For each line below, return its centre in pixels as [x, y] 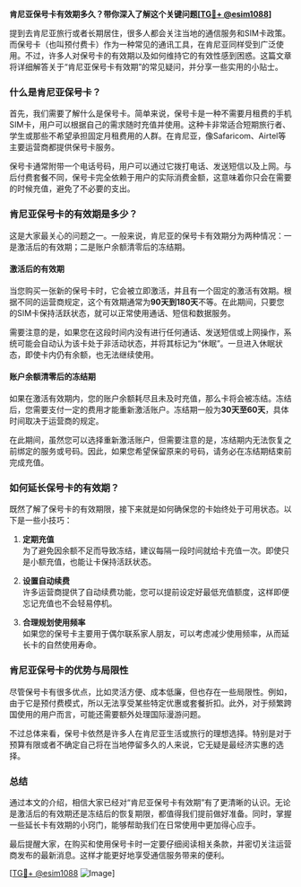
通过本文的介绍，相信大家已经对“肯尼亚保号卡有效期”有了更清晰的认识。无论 [150, 802]
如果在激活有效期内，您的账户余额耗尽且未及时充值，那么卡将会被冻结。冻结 [150, 398]
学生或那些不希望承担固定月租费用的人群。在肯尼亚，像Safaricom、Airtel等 [148, 136]
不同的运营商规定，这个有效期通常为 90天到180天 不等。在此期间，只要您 [150, 302]
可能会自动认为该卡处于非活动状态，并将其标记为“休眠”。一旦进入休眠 [146, 343]
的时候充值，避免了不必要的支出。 [72, 189]
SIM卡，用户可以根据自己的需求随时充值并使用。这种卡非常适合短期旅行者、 [150, 125]
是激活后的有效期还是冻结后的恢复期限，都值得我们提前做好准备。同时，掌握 [150, 813]
